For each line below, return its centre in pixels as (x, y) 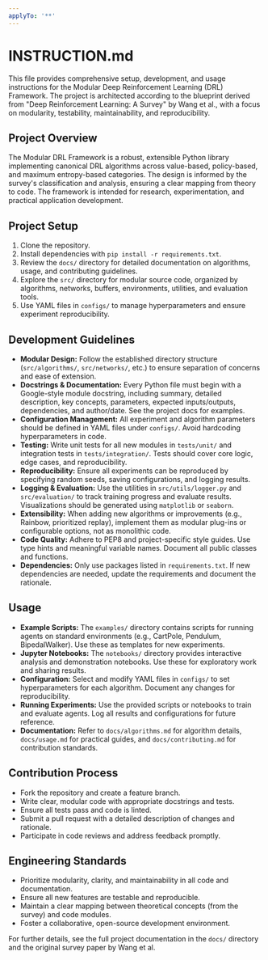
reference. (37, 721)
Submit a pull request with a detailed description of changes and (128, 818)
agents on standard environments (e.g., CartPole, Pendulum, (121, 636)
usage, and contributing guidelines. (79, 271)
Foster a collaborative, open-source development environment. (125, 924)
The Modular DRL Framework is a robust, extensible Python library (119, 158)
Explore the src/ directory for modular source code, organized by (129, 280)
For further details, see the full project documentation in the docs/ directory (134, 939)
